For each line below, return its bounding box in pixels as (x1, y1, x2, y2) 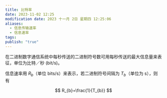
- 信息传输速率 (9, 26, 37, 31)
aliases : (5, 21, 23, 26)
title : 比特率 (5, 7, 32, 12)
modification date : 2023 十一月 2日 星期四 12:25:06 (5, 16, 111, 21)
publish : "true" (5, 40, 39, 45)
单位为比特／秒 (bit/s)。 (13, 60, 63, 66)
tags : (5, 35, 16, 40)
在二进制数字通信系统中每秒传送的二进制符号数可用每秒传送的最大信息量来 (5, 53, 158, 59)
